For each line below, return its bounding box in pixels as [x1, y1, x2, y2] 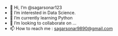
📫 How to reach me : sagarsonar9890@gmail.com [9, 26, 113, 31]
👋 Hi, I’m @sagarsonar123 [9, 5, 62, 10]
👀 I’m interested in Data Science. [9, 10, 76, 16]
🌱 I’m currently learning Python [9, 15, 73, 20]
